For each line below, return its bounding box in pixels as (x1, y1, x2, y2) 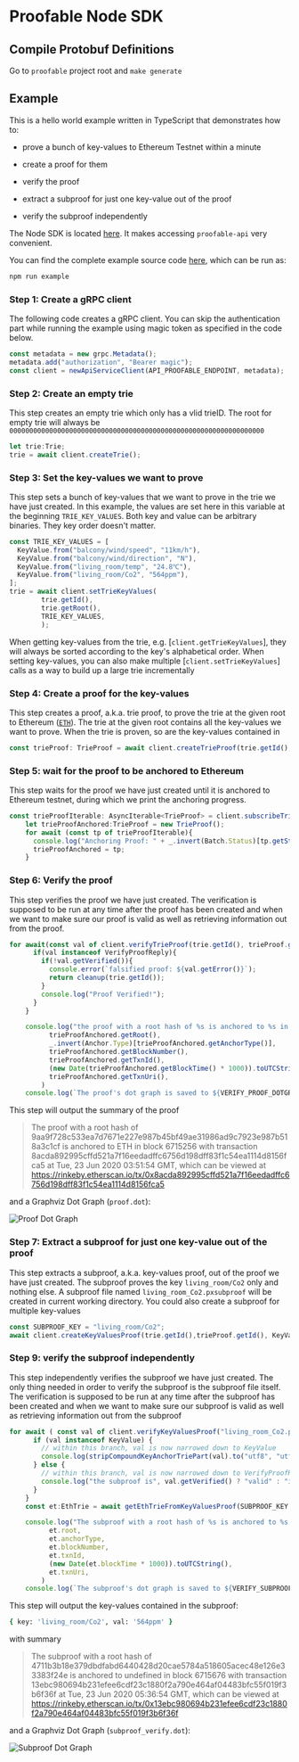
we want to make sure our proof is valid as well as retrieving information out (9, 913, 287, 924)
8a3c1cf (30, 1141, 61, 1152)
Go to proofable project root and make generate (9, 65, 182, 76)
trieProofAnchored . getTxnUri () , (48, 1072, 169, 1081)
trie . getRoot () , (41, 604, 101, 613)
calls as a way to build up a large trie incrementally (9, 664, 195, 675)
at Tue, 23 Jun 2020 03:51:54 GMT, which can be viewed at (47, 1160, 267, 1171)
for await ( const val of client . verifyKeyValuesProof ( (9, 1427, 221, 1437)
